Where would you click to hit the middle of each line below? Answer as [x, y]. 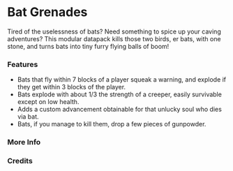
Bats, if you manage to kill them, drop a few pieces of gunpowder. [112, 124]
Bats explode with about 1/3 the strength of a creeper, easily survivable [119, 94]
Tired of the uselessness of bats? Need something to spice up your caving [114, 31]
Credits [20, 161]
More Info [24, 142]
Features [23, 64]
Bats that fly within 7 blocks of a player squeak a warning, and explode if [122, 80]
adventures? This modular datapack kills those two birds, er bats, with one [114, 38]
